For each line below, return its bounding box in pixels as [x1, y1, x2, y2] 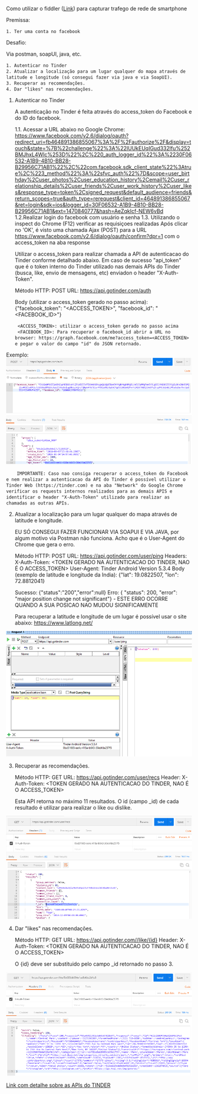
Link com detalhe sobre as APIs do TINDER [6, 1082, 111, 1089]
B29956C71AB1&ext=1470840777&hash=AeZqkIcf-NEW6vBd [14, 208, 164, 215]
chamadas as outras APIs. [6, 500, 70, 506]
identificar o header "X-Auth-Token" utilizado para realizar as [6, 494, 170, 500]
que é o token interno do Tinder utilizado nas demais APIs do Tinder [14, 263, 180, 270]
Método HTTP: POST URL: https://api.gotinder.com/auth [14, 287, 151, 294]
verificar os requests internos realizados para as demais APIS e [6, 488, 173, 494]
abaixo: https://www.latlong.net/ [14, 619, 93, 626]
